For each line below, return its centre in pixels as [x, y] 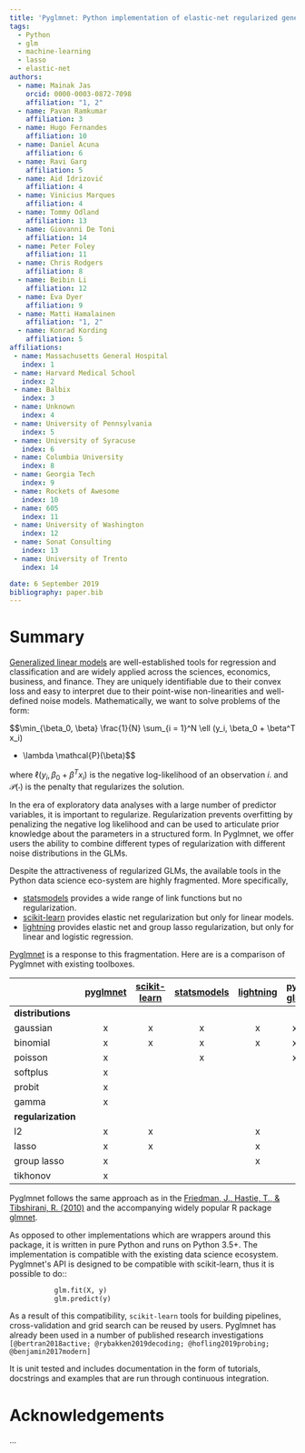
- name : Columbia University [69, 457]
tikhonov [33, 1176]
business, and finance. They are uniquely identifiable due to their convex [145, 682]
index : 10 [40, 500]
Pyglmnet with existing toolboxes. [72, 964]
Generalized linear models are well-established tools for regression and [143, 662]
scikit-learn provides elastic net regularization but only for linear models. [158, 917]
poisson [31, 1057]
